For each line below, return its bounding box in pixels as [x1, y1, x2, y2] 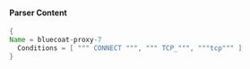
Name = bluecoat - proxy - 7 [9, 36, 102, 45]
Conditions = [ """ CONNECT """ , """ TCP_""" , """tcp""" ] [17, 43, 243, 53]
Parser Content [9, 7, 67, 18]
